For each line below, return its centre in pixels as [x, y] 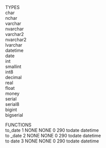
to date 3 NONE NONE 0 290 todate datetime [52, 141]
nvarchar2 [16, 40]
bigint [11, 109]
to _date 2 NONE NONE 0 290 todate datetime [53, 136]
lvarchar [14, 45]
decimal [13, 77]
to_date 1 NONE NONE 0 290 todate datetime [52, 130]
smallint [13, 66]
